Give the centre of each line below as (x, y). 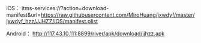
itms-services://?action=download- (65, 8)
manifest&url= (24, 15)
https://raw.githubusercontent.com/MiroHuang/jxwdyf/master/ (118, 15)
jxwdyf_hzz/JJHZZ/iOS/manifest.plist (52, 21)
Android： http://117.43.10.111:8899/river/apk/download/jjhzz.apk (85, 33)
